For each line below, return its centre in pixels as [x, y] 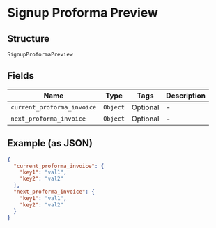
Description [186, 96]
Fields [21, 76]
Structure [29, 39]
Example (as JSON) [50, 143]
